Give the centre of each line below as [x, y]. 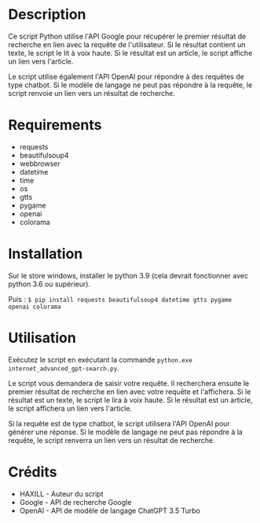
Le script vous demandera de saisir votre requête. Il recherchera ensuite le [129, 383]
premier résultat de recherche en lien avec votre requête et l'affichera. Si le [130, 392]
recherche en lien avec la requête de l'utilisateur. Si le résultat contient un [127, 44]
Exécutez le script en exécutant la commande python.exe [100, 359]
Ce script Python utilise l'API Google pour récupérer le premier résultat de [127, 36]
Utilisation [42, 338]
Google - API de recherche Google [75, 502]
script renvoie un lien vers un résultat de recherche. [92, 93]
